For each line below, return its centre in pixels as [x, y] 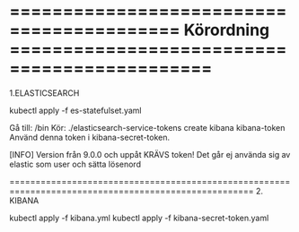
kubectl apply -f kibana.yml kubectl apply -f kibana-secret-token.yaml [139, 218]
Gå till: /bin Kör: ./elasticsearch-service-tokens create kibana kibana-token [147, 127]
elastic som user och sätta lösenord [75, 164]
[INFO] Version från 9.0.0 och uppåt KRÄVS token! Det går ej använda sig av [150, 154]
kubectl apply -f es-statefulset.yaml [75, 110]
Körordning [227, 30]
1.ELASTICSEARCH [44, 93]
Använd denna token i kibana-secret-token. [90, 137]
